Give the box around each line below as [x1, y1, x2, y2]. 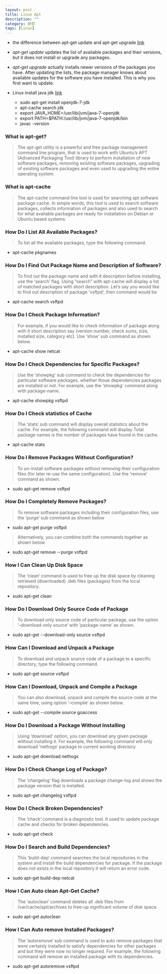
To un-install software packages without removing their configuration [17, 465, 160, 472]
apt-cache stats [12, 442, 45, 448]
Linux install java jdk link [12, 90, 62, 96]
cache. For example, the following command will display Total [17, 427, 144, 433]
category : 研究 [5, 21, 35, 26]
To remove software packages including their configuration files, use [17, 509, 159, 515]
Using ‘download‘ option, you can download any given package [17, 733, 148, 739]
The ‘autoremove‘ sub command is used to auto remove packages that [17, 938, 163, 944]
